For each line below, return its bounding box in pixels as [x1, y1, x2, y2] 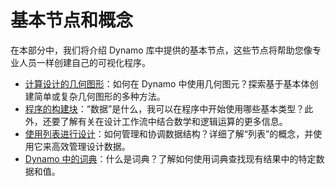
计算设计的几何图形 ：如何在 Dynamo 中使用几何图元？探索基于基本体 [24, 77, 310, 90]
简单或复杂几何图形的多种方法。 [33, 90, 166, 102]
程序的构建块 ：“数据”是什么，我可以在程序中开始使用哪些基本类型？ [24, 102, 305, 115]
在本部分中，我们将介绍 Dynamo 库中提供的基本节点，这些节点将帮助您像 [10, 44, 313, 56]
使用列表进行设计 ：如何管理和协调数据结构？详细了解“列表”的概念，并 [24, 127, 314, 140]
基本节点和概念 [10, 9, 134, 32]
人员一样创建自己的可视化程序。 [18, 56, 151, 68]
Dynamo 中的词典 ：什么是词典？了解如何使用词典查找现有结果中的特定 [24, 152, 317, 165]
